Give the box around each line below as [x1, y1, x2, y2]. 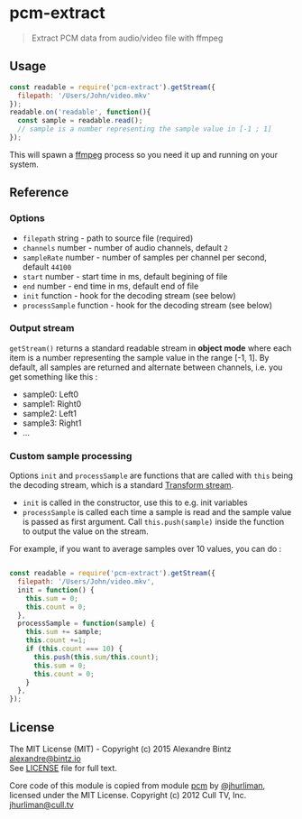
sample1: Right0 [22, 398, 82, 409]
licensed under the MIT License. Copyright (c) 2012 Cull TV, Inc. [9, 789, 247, 800]
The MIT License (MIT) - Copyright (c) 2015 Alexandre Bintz [9, 743, 232, 754]
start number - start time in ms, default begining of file [22, 271, 228, 281]
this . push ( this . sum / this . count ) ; [32, 652, 160, 661]
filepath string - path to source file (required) [22, 233, 194, 244]
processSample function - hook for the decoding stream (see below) [22, 299, 273, 310]
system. [9, 159, 39, 170]
